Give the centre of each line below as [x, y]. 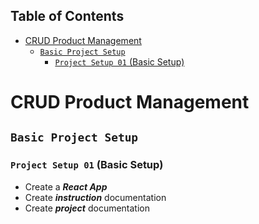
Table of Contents [67, 16]
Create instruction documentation [95, 197]
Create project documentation [87, 208]
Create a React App [66, 186]
